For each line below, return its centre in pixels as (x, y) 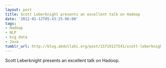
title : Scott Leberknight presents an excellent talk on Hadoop (73, 14)
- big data (16, 37)
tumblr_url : (17, 46)
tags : (11, 23)
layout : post (19, 10)
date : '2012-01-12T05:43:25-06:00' (42, 19)
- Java (12, 42)
